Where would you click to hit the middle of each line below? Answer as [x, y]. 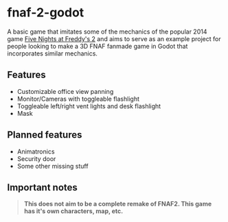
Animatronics [36, 151]
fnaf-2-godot [46, 13]
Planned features [45, 135]
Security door [36, 158]
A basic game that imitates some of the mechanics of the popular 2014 [107, 32]
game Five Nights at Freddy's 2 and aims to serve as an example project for [114, 38]
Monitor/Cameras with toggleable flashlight [78, 99]
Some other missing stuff [53, 166]
